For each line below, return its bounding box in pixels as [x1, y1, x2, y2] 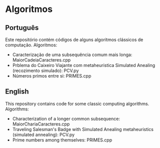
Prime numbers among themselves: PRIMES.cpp [12, 136, 112, 143]
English [5, 87, 29, 96]
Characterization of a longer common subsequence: [12, 115, 120, 121]
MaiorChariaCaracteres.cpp [12, 121, 70, 127]
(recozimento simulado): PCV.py [12, 67, 79, 73]
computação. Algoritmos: [5, 42, 57, 48]
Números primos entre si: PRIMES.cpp [12, 73, 91, 78]
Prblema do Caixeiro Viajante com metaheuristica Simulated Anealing [12, 62, 155, 68]
